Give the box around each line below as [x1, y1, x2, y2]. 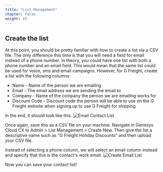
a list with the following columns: [5, 73, 71, 79]
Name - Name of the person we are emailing [12, 82, 101, 88]
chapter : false [5, 12, 36, 17]
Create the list [5, 34, 49, 42]
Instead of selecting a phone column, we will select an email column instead [5, 147, 158, 153]
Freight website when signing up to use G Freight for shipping [12, 103, 136, 109]
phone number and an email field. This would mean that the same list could [5, 63, 156, 69]
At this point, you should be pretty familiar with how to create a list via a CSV [5, 47, 159, 53]
